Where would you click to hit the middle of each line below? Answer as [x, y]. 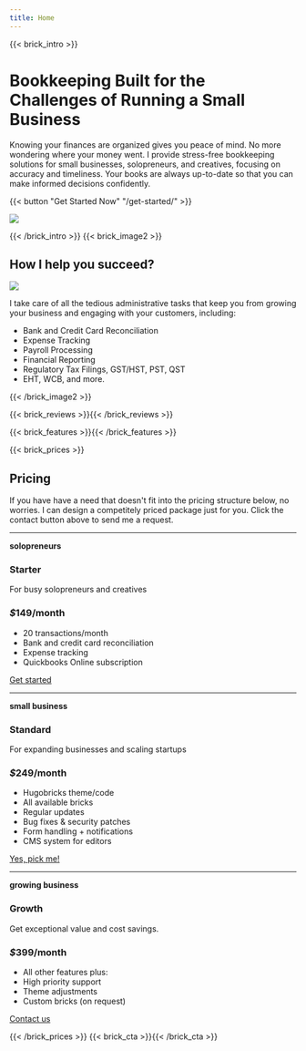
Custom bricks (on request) [74, 1001]
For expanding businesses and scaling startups [98, 749]
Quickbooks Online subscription [82, 662]
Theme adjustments [60, 991]
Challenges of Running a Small [127, 100]
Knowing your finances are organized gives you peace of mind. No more [145, 144]
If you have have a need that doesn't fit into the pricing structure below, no [149, 500]
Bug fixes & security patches [76, 822]
